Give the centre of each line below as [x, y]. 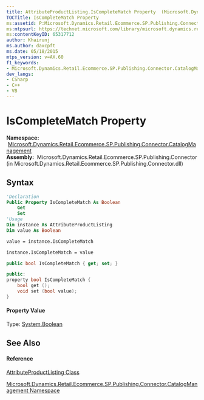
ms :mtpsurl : [21, 29]
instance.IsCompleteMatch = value [50, 253]
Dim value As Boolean [34, 230]
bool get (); [34, 286]
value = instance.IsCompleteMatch [50, 241]
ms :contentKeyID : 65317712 [40, 35]
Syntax [20, 183]
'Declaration [23, 197]
